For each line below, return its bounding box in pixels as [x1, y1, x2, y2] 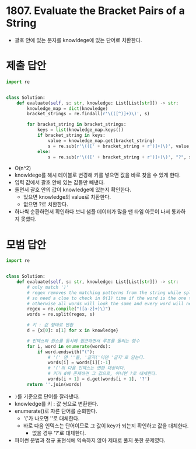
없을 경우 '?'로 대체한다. [32, 429, 86, 436]
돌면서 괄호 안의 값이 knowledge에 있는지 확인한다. [14, 186, 131, 194]
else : [37, 148, 51, 154]
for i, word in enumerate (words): [27, 343, 111, 349]
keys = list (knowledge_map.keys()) [37, 127, 124, 133]
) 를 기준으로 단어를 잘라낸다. [14, 393, 80, 400]
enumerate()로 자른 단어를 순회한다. [14, 407, 97, 415]
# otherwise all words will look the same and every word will [27, 301, 184, 306]
